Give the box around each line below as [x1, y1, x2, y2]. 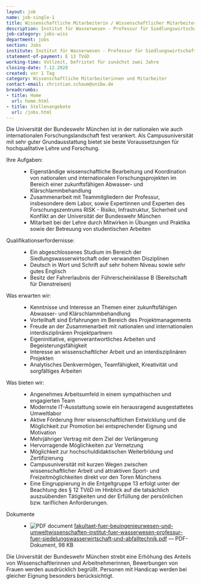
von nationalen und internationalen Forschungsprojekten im [29, 175, 176, 182]
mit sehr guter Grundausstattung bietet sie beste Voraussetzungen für [6, 139, 179, 146]
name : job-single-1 [6, 14, 55, 20]
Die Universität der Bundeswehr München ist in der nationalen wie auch [6, 125, 183, 133]
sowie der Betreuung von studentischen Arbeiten [29, 226, 151, 233]
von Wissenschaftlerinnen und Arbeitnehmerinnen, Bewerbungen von [6, 559, 178, 567]
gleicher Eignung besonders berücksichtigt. [6, 572, 114, 580]
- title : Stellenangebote [6, 103, 71, 110]
